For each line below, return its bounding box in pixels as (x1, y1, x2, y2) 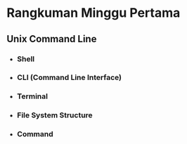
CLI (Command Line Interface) (16, 72, 122, 82)
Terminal (16, 91, 49, 101)
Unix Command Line (6, 33, 97, 45)
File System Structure (16, 110, 93, 120)
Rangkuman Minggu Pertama (6, 5, 181, 21)
